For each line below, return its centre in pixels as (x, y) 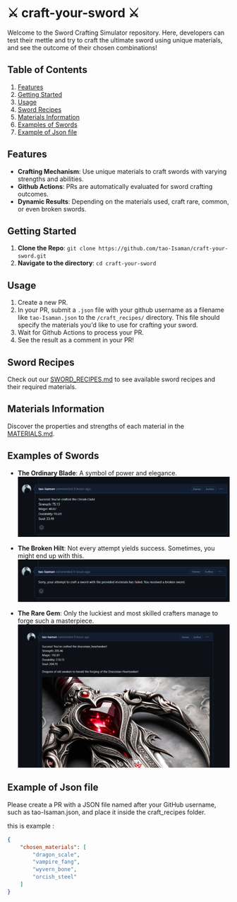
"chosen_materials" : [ (53, 847)
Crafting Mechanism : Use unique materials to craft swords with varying (122, 171)
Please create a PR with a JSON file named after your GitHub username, (112, 804)
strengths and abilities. (50, 179)
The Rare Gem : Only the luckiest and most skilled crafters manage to (118, 613)
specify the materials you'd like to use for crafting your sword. (108, 325)
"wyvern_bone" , (55, 869)
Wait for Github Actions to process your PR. (81, 333)
